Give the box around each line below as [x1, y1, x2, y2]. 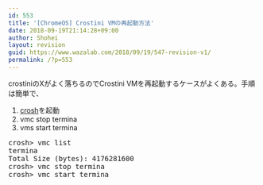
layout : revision [8, 41, 66, 49]
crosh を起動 [19, 105, 60, 115]
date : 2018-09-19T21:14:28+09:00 [8, 26, 119, 34]
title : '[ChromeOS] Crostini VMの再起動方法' [8, 19, 155, 27]
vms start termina [19, 122, 78, 132]
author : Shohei [8, 33, 59, 42]
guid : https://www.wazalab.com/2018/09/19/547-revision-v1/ [8, 48, 212, 56]
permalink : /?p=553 [8, 56, 73, 64]
